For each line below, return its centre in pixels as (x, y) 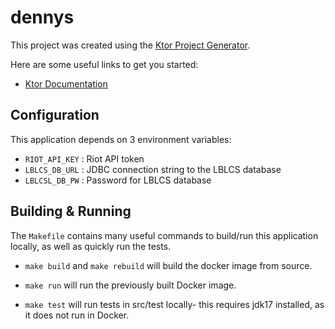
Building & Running (71, 211)
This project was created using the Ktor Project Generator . (130, 45)
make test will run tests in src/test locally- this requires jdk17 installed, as (174, 304)
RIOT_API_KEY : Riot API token (84, 158)
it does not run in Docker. (77, 315)
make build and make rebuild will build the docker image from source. (168, 265)
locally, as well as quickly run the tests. (91, 246)
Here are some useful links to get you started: (104, 64)
